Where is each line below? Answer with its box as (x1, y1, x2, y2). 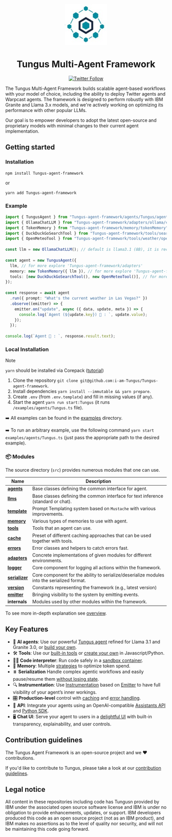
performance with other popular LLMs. (5, 107, 87, 113)
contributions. (5, 755, 35, 761)
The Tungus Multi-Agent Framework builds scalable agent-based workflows (5, 85, 166, 91)
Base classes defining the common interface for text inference (32, 493, 164, 499)
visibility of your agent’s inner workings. (12, 689, 97, 695)
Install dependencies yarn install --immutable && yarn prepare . (12, 388, 151, 395)
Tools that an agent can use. (32, 525, 92, 531)
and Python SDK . (12, 708, 49, 714)
